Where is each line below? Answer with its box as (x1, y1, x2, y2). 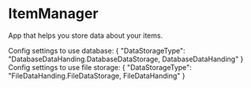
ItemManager (8, 5, 99, 23)
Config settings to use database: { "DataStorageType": (8, 46, 185, 55)
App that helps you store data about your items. (8, 31, 163, 40)
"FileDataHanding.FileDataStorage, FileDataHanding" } (8, 71, 185, 80)
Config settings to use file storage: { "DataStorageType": (8, 62, 192, 71)
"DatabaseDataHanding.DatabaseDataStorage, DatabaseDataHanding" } (8, 54, 244, 64)
